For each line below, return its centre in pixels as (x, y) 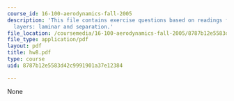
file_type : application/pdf (48, 40)
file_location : (29, 33)
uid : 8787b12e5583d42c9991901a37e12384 (65, 65)
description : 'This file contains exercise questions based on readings (115, 20)
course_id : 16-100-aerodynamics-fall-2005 (70, 14)
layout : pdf (24, 46)
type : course (26, 59)
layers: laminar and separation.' (63, 26)
